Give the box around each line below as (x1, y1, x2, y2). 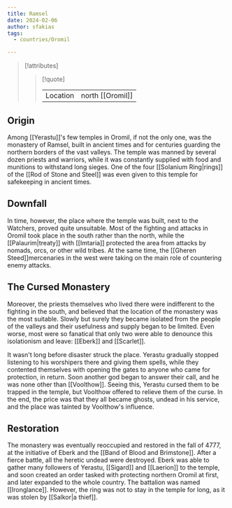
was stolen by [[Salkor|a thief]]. (7, 493, 98, 502)
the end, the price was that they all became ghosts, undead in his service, (7, 395, 220, 403)
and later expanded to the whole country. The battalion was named (7, 478, 201, 486)
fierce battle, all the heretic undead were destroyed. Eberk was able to (7, 456, 210, 465)
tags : (7, 29, 23, 37)
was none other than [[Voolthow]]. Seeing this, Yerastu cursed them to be (7, 380, 219, 389)
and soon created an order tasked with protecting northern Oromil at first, (7, 471, 219, 479)
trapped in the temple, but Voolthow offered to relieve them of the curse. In (7, 387, 223, 395)
